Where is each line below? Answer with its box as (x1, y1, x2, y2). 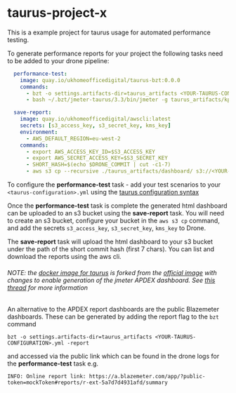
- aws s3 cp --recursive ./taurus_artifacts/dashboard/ (25, 168, 193, 175)
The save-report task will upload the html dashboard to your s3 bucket (7, 237, 213, 246)
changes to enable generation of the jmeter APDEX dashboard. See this (7, 276, 216, 284)
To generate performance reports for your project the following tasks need (7, 49, 223, 58)
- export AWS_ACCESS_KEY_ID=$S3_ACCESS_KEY (25, 148, 156, 155)
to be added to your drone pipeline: (7, 56, 110, 65)
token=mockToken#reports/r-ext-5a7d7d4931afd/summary (7, 379, 169, 387)
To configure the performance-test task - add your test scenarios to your (7, 180, 221, 189)
